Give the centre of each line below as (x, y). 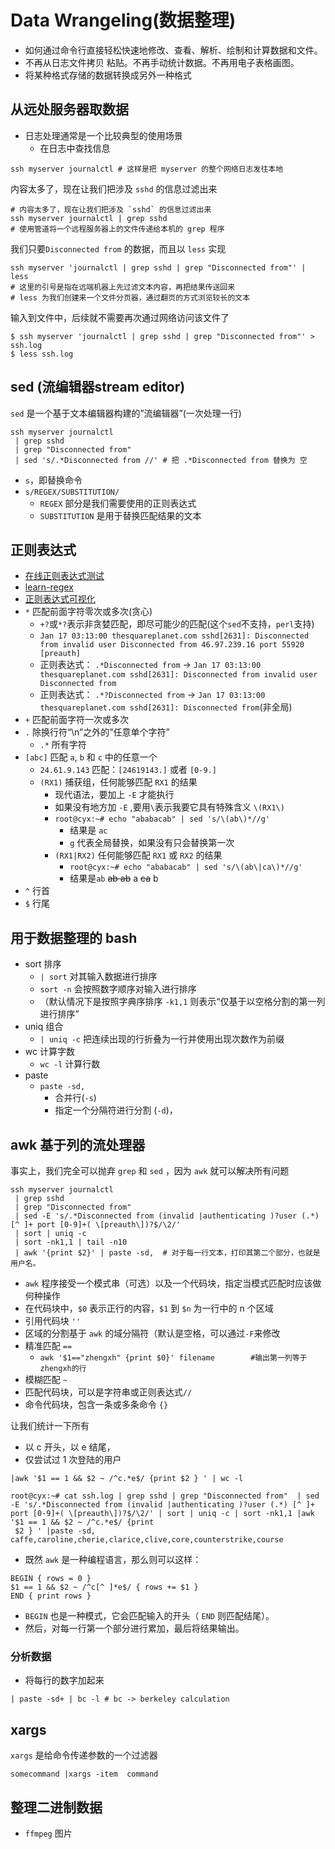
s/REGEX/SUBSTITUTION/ (72, 492)
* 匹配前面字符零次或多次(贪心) (88, 612)
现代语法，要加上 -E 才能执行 (114, 795)
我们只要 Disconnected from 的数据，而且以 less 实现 (118, 248)
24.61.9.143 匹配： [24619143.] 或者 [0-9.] (128, 770)
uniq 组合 (44, 1027)
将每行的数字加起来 (64, 1680)
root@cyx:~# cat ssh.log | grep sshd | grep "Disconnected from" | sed (165, 1496)
